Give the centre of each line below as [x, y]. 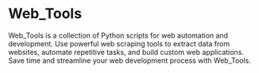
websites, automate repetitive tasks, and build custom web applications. [126, 52]
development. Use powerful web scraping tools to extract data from [119, 43]
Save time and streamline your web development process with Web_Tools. [130, 60]
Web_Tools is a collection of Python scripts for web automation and [118, 35]
